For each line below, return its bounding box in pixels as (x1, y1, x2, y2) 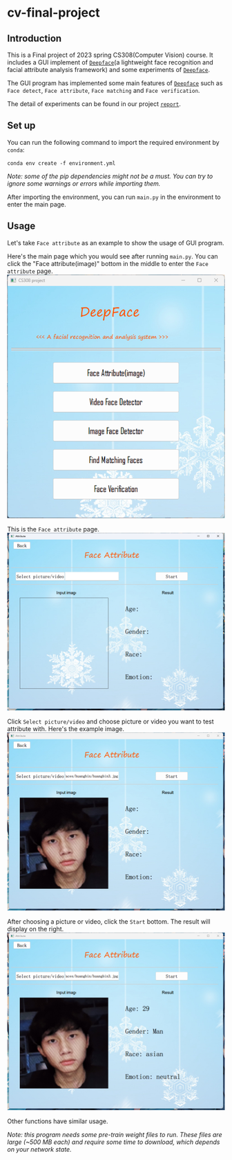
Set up (7, 120, 36, 132)
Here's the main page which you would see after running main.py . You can (7, 252, 219, 261)
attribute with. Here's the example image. (7, 725, 124, 733)
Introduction (7, 33, 62, 44)
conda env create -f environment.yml (7, 159, 116, 167)
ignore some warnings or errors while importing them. (7, 179, 161, 188)
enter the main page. (7, 200, 67, 209)
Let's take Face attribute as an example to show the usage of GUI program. (7, 238, 224, 247)
